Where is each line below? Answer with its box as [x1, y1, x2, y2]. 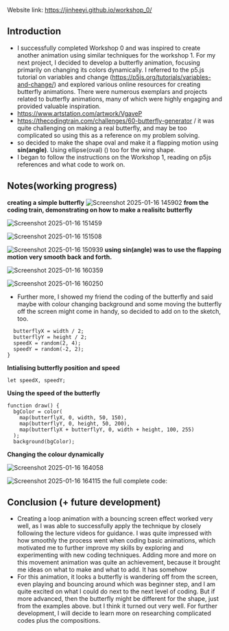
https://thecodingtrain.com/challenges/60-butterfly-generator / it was [16, 116, 215, 125]
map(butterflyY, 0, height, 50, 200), [19, 420, 130, 427]
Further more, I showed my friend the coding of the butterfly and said [16, 293, 213, 301]
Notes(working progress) [7, 180, 118, 192]
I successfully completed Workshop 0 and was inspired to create [16, 44, 201, 52]
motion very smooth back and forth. [7, 253, 112, 261]
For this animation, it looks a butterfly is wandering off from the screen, [16, 573, 218, 581]
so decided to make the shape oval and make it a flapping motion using [16, 138, 219, 147]
